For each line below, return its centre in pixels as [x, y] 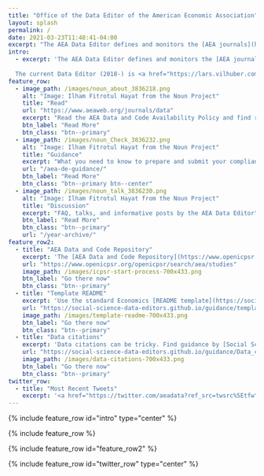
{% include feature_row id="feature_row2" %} [83, 448]
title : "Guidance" [52, 154]
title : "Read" [45, 103]
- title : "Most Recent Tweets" [66, 389]
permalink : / [29, 30]
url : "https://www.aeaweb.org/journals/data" [98, 111]
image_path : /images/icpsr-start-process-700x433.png [112, 271]
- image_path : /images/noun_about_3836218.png [93, 89]
